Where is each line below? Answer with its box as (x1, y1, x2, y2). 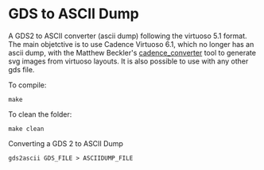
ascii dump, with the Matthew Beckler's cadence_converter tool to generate (8, 48, 257, 57)
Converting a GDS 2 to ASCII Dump (8, 138, 123, 148)
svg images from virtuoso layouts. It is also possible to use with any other (8, 56, 249, 66)
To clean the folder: (8, 109, 72, 119)
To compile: (8, 80, 47, 90)
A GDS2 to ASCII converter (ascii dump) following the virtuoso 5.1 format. (8, 31, 248, 41)
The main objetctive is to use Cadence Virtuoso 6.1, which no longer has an (8, 39, 254, 48)
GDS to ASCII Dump (8, 5, 139, 23)
